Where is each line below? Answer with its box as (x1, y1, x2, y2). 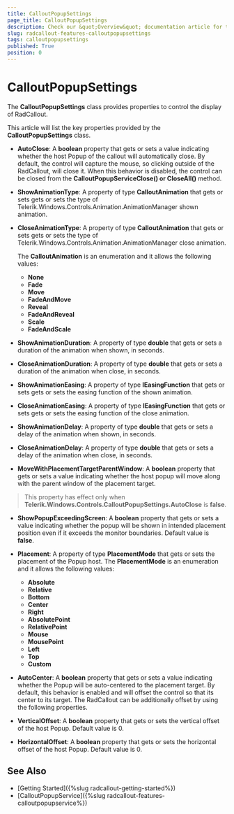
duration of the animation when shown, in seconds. (17, 345, 165, 354)
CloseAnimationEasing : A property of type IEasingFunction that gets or (17, 401, 226, 410)
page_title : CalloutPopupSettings (7, 17, 108, 24)
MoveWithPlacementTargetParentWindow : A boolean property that (17, 464, 215, 473)
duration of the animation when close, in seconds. (17, 366, 162, 375)
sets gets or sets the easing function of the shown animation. (17, 387, 193, 396)
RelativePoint (27, 622, 68, 631)
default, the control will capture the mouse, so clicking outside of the (17, 159, 214, 168)
